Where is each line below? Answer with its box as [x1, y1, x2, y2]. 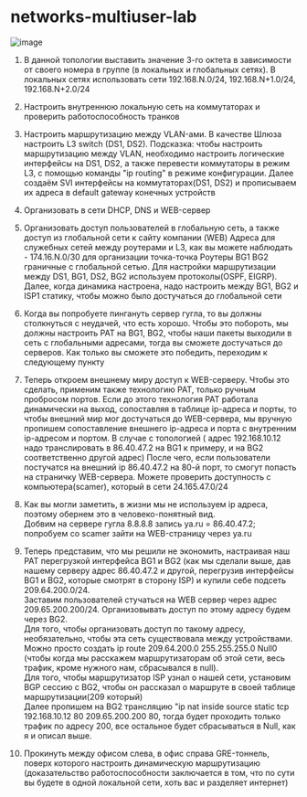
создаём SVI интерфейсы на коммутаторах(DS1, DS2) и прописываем [23, 176, 297, 188]
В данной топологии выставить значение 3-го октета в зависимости [23, 54, 291, 65]
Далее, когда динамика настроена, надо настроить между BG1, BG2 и [23, 281, 299, 292]
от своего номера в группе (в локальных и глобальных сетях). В [23, 64, 277, 75]
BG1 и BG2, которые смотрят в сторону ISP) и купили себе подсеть [23, 574, 287, 586]
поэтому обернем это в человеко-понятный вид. [23, 508, 216, 519]
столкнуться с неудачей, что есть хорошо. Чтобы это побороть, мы [23, 317, 289, 328]
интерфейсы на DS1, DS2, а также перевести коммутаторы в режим [23, 157, 291, 168]
